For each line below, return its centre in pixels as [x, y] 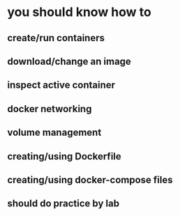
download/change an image [69, 61]
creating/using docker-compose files [90, 179]
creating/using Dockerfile [65, 156]
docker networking [50, 109]
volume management [54, 133]
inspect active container [61, 85]
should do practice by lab [63, 204]
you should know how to [79, 12]
